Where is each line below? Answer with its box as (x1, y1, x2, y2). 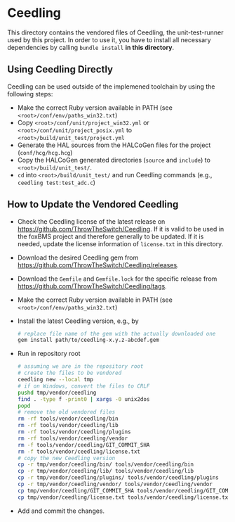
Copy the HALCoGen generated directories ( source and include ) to (17, 155, 210, 164)
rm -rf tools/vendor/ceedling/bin (17, 415, 119, 423)
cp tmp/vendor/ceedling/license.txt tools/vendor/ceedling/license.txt (17, 494, 231, 501)
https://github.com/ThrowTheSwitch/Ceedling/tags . (17, 281, 167, 290)
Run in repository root (17, 350, 81, 358)
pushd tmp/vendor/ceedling (17, 389, 97, 396)
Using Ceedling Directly (7, 63, 114, 75)
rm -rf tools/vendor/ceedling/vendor (17, 435, 128, 442)
